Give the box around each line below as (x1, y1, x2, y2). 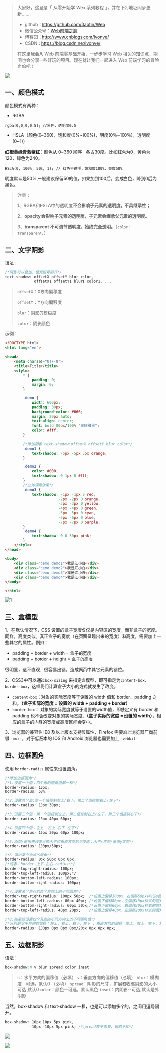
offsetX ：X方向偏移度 (17, 289, 62, 295)
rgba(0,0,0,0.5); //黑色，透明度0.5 (5, 123, 76, 128)
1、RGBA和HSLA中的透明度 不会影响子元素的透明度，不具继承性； (17, 202, 151, 208)
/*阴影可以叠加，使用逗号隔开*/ (5, 270, 62, 275)
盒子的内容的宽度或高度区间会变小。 (21, 719, 95, 724)
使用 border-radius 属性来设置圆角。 (5, 765, 80, 771)
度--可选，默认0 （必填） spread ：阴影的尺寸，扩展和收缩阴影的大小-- (17, 981, 161, 987)
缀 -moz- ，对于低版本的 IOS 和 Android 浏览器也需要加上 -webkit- (5, 735, 138, 741)
